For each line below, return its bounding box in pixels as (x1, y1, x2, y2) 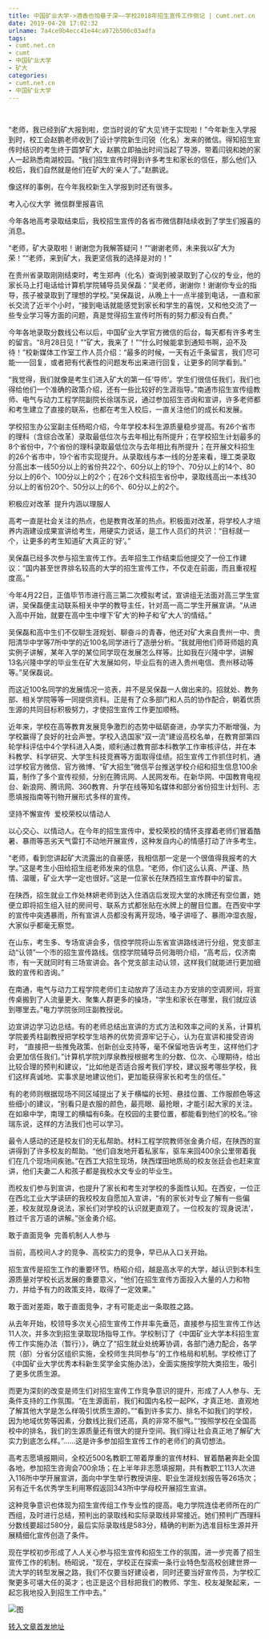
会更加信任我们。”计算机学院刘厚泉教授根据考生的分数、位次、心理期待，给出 (8, 1052, 261, 1062)
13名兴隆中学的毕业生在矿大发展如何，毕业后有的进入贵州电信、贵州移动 (8, 657, 247, 667)
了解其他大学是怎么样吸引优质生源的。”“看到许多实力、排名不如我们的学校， (8, 1406, 257, 1416)
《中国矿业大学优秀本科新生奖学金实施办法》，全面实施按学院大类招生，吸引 (8, 1359, 258, 1369)
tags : (8, 34, 26, 43)
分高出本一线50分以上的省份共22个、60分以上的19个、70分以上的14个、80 (8, 462, 255, 472)
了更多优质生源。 (8, 1369, 65, 1379)
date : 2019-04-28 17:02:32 (8, 19, 98, 27)
